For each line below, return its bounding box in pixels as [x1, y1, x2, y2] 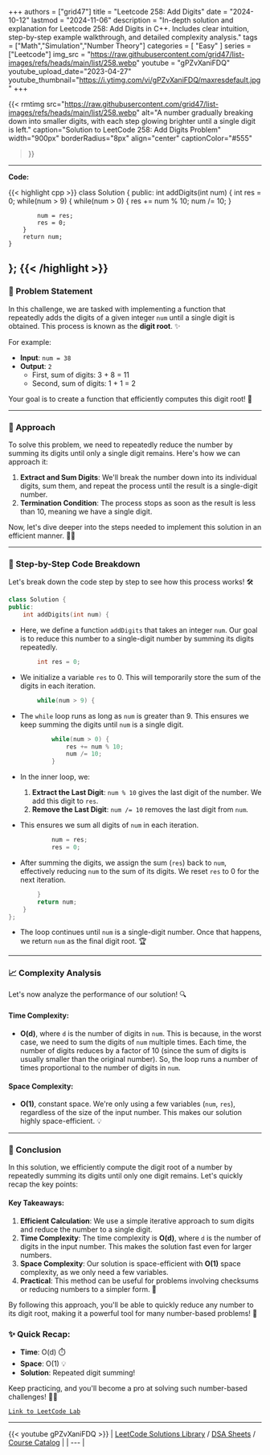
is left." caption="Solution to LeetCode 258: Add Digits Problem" [8, 125, 222, 134]
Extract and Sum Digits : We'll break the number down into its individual [19, 472, 257, 482]
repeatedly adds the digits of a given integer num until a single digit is [8, 313, 235, 322]
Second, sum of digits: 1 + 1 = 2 [31, 378, 137, 388]
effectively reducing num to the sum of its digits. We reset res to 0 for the [19, 866, 260, 875]
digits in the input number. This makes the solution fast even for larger [19, 1241, 252, 1251]
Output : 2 [19, 361, 52, 371]
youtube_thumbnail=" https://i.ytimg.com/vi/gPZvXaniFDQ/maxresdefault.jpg [8, 76, 261, 84]
